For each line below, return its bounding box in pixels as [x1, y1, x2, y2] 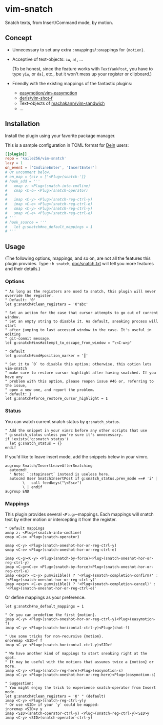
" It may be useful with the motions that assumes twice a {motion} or [5, 659, 154, 665]
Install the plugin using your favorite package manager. [5, 133, 116, 138]
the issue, [5, 383, 27, 388]
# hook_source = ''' [5, 220, 47, 225]
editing [5, 332, 21, 337]
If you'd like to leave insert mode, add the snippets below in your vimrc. [5, 453, 149, 459]
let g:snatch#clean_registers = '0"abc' [5, 302, 89, 307]
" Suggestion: [5, 681, 34, 686]
